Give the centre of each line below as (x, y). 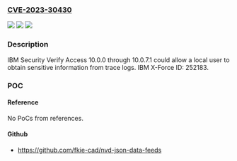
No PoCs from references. (45, 118)
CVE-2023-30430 (40, 10)
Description (28, 44)
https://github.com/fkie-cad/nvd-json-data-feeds (89, 150)
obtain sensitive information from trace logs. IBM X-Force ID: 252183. (108, 67)
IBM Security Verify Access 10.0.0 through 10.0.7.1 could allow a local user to (118, 60)
